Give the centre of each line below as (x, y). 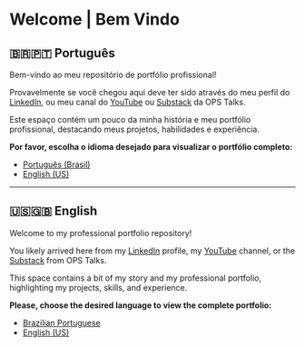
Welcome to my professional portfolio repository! (101, 233)
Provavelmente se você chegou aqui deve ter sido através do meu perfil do (150, 92)
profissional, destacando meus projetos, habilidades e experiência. (135, 129)
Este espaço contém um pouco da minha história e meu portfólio (130, 119)
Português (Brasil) (56, 164)
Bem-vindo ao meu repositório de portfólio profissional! (113, 74)
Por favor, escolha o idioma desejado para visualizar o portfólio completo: (151, 147)
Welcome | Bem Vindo (94, 20)
